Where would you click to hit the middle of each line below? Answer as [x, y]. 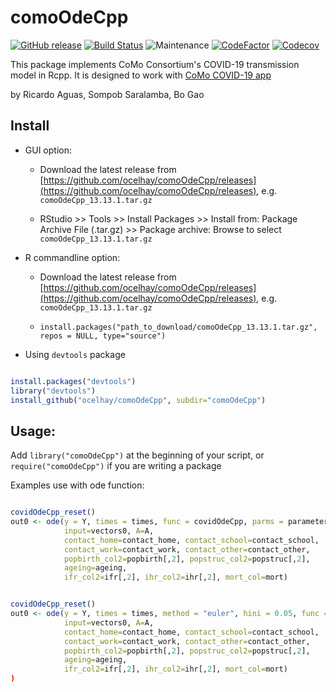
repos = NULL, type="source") [103, 336]
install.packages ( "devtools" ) [73, 381]
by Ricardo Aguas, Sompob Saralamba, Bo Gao [107, 94]
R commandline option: [72, 257]
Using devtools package [75, 354]
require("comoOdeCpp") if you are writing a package [116, 466]
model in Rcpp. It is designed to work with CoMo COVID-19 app [141, 75]
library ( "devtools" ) [53, 391]
